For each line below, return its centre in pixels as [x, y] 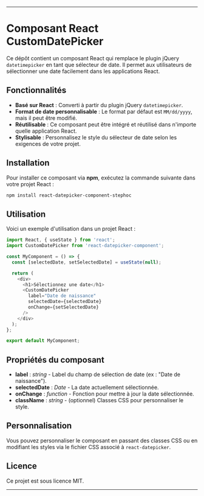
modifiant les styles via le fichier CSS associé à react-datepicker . [89, 447]
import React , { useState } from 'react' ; [61, 240]
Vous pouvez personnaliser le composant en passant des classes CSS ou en [102, 440]
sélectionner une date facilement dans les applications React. [83, 71]
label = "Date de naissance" [62, 296]
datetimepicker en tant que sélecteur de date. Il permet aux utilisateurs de [99, 65]
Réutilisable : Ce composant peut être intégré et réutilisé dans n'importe [106, 124]
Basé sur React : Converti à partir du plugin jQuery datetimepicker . [99, 105]
